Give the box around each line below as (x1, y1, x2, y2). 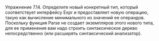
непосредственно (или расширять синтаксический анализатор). (5, 31, 142, 36)
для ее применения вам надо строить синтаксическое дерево (5, 25, 138, 31)
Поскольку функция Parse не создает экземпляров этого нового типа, (5, 20, 155, 26)
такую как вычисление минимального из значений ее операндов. (5, 15, 145, 20)
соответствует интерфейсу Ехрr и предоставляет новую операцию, (5, 9, 149, 15)
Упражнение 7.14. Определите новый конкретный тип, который (5, 4, 139, 10)
